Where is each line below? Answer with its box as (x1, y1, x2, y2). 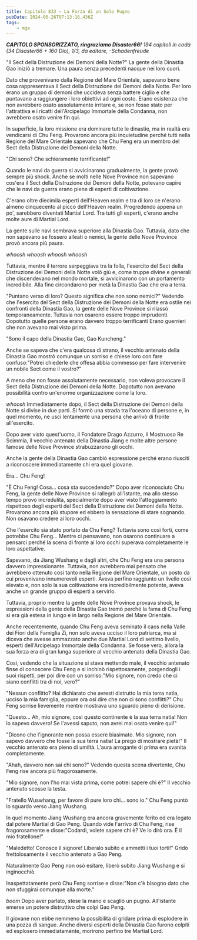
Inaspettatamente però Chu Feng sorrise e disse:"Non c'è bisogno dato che (6, 880, 189, 887)
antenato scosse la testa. (6, 785, 67, 792)
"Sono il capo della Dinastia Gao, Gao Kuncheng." (6, 335, 126, 342)
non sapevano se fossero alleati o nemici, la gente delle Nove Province (6, 234, 178, 241)
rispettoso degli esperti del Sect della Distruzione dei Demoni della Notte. (6, 502, 183, 509)
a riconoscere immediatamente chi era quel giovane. (6, 461, 133, 468)
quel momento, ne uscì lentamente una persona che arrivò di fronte (6, 413, 169, 421)
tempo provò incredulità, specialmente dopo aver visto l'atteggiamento (6, 496, 178, 504)
